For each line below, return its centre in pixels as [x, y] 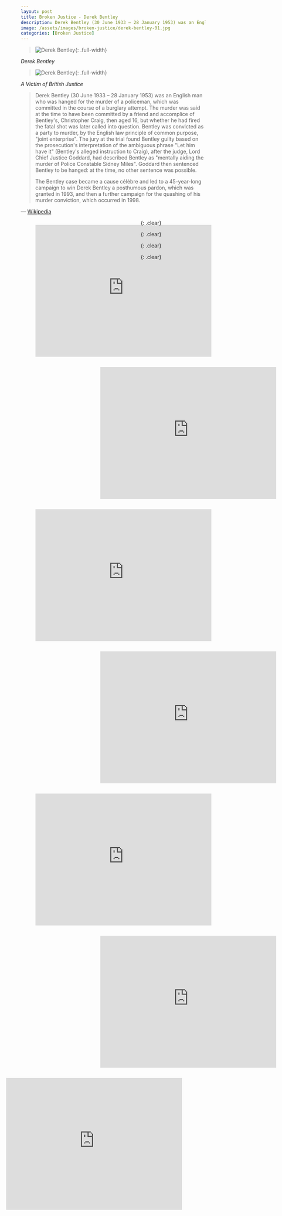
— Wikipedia [36, 212]
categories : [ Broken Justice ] [58, 33]
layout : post [37, 11]
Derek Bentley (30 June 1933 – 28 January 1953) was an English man [119, 96]
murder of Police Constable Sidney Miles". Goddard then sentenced [117, 164]
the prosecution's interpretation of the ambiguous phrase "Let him [115, 145]
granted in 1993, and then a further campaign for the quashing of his [118, 194]
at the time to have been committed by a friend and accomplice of [115, 114]
